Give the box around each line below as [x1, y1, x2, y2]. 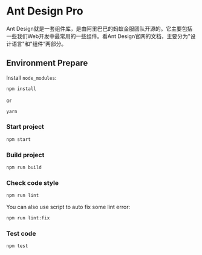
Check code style [6, 178, 59, 187]
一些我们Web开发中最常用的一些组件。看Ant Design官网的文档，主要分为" [6, 32, 191, 40]
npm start [6, 136, 31, 143]
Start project [6, 123, 44, 131]
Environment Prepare [6, 58, 88, 68]
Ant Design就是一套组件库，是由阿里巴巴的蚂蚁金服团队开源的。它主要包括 [6, 25, 193, 32]
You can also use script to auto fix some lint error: [6, 204, 131, 211]
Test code [6, 229, 36, 237]
